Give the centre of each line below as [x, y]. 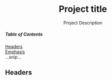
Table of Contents [24, 34]
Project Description [83, 23]
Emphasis [15, 52]
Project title [83, 9]
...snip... [13, 57]
